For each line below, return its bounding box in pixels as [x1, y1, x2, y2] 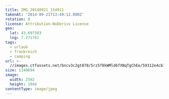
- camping [10, 53, 30, 59]
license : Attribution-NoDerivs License [5, 21, 89, 26]
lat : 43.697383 [10, 30, 42, 35]
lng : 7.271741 [10, 35, 39, 40]
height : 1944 [10, 81, 37, 86]
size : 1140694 [5, 68, 35, 73]
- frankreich [10, 49, 37, 54]
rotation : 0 [5, 16, 30, 21]
